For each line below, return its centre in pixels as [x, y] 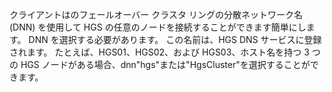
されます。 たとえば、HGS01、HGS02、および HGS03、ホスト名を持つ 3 [159, 52]
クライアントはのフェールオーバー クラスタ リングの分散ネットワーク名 [156, 14]
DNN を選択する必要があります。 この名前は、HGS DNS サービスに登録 [175, 39]
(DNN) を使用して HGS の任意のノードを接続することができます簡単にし [158, 27]
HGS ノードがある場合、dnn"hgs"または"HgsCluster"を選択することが [165, 64]
